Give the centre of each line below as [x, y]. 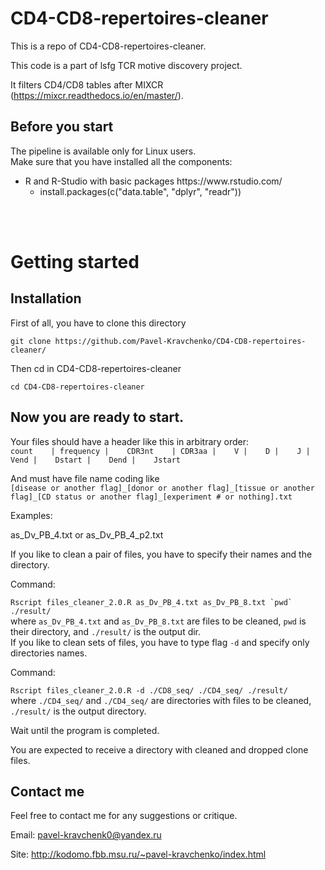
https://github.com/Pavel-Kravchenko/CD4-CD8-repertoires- [180, 341]
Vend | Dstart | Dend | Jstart [96, 460]
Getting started [75, 261]
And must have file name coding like [85, 478]
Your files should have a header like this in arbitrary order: [130, 441]
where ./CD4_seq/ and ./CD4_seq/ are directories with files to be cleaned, [161, 700]
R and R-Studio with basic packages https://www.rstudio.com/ [153, 181]
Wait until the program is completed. [85, 730]
